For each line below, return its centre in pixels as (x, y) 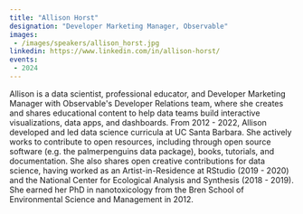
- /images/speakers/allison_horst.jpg (86, 43)
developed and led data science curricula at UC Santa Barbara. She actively (151, 132)
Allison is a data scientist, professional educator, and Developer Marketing (147, 93)
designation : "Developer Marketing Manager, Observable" (119, 26)
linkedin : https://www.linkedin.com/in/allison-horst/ (115, 51)
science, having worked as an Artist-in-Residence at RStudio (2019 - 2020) (149, 170)
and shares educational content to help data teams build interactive (135, 113)
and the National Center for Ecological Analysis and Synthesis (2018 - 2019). (151, 180)
